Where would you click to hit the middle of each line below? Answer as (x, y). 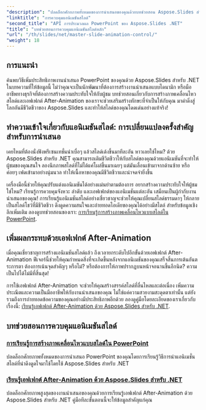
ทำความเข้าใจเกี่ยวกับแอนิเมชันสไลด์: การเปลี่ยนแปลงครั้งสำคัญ (100, 127)
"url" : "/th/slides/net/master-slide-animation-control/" (82, 35)
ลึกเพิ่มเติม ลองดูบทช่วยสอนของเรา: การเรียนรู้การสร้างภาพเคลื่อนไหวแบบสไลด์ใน (87, 212)
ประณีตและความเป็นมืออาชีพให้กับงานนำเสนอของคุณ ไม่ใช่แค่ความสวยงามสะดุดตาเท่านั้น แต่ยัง (101, 293)
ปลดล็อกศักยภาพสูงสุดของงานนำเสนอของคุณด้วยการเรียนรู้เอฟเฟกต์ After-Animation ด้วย (100, 393)
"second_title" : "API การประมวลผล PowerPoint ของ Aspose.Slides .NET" (94, 23)
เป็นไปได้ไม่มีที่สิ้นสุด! (28, 274)
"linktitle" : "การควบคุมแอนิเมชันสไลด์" (49, 18)
